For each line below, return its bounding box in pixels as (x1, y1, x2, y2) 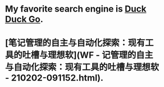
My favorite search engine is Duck (5, 3, 146, 15)
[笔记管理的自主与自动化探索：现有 (5, 37, 145, 49)
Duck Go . (5, 14, 43, 25)
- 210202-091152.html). (5, 72, 103, 84)
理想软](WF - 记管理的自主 (48, 50, 153, 61)
